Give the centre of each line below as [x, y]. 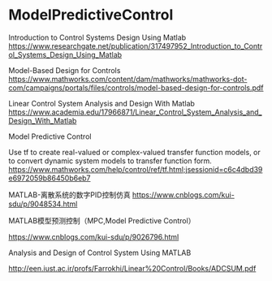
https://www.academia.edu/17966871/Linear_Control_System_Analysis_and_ [135, 112]
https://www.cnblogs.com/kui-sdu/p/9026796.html [94, 236]
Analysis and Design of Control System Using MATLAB [100, 253]
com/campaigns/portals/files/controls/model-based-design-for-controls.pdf [136, 88]
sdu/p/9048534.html [43, 204]
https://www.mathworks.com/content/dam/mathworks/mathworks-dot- [128, 79]
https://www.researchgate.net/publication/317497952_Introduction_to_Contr [136, 45]
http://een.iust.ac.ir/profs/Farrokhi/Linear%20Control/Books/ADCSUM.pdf [132, 268]
